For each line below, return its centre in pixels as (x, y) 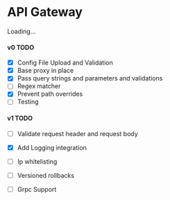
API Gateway (45, 12)
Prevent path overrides (50, 94)
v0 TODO (21, 47)
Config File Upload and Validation (65, 62)
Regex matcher (39, 86)
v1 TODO (20, 118)
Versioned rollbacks (46, 175)
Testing (28, 102)
